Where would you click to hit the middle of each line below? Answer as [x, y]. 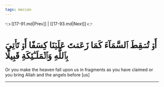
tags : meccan [18, 9]
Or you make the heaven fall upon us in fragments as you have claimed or [79, 70]
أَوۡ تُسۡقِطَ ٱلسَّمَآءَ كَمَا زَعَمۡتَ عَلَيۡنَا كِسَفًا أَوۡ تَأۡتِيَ [81, 45]
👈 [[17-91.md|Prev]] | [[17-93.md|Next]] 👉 [49, 24]
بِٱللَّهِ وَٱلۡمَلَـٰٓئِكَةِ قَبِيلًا [37, 56]
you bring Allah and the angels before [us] [48, 75]
